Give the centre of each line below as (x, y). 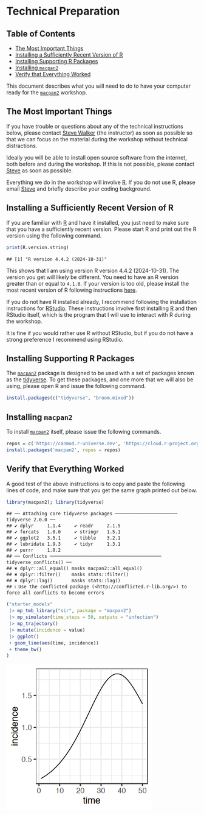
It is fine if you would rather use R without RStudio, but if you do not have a (100, 333)
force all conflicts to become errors (55, 593)
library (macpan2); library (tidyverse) (55, 502)
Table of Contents (41, 34)
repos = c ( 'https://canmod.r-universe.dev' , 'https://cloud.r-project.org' (104, 443)
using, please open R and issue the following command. (76, 386)
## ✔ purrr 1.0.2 (34, 550)
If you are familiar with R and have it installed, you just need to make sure (98, 222)
